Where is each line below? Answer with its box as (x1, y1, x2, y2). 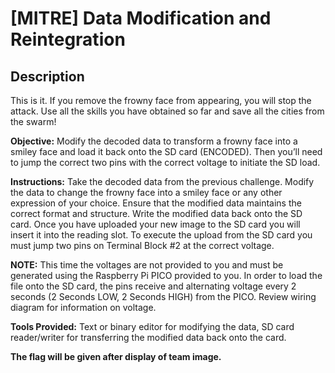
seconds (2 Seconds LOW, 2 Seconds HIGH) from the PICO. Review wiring (10, 291, 317, 302)
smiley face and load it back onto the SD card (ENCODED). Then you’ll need (10, 146, 323, 157)
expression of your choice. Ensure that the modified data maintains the (10, 197, 302, 209)
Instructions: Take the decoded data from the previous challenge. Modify (10, 176, 315, 187)
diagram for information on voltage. (10, 302, 157, 313)
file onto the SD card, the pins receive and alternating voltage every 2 (10, 280, 297, 292)
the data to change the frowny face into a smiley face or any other (10, 187, 283, 198)
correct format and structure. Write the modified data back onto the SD (10, 208, 303, 219)
